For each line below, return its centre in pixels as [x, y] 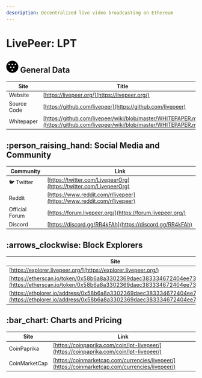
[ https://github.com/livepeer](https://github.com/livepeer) [115, 107]
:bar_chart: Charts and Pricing [64, 320]
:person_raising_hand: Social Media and [83, 145]
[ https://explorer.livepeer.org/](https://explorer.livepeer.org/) [84, 270]
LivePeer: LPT [41, 43]
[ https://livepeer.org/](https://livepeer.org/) [96, 95]
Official [18, 210]
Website [19, 95]
